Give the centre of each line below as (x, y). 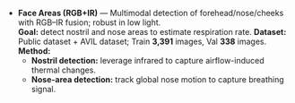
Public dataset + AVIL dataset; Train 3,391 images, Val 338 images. (142, 41)
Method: (34, 51)
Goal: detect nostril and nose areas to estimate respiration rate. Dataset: (152, 32)
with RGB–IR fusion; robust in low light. (89, 22)
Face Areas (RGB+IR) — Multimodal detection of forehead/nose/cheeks (151, 13)
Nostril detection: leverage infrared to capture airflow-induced (147, 60)
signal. (43, 89)
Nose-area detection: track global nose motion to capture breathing (157, 79)
